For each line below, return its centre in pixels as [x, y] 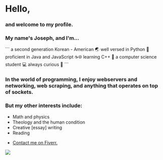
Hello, [18, 9]
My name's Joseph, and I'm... [42, 38]
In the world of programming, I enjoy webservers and [71, 80]
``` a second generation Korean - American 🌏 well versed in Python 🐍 [77, 49]
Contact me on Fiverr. [35, 142]
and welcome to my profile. [39, 25]
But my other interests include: [44, 105]
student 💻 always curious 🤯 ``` [37, 65]
